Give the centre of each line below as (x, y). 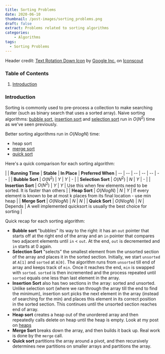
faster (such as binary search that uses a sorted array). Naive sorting (75, 113)
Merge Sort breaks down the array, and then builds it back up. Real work (86, 331)
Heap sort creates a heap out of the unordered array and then (75, 315)
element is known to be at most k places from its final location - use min (78, 196)
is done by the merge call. (37, 336)
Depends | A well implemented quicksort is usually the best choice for (76, 206)
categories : (17, 33)
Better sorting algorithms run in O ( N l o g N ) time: (52, 133)
